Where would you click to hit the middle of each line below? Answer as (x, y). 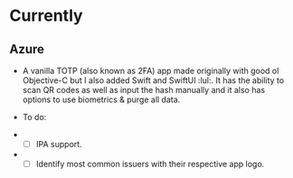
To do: (34, 117)
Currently (46, 16)
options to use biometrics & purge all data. (101, 99)
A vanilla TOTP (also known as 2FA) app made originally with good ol (151, 70)
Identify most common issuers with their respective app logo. (150, 164)
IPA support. (59, 144)
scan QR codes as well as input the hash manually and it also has (143, 90)
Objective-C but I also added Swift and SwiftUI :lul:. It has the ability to (153, 80)
